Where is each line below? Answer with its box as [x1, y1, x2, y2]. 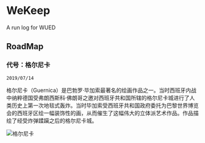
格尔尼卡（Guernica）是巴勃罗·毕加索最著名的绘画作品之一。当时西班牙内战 [6, 86, 197, 94]
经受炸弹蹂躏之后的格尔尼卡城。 [16, 117, 98, 124]
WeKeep [6, 4, 51, 18]
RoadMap [6, 41, 44, 52]
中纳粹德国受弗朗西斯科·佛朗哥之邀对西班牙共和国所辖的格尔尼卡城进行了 [6, 94, 190, 101]
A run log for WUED [6, 24, 56, 31]
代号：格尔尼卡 [6, 61, 51, 69]
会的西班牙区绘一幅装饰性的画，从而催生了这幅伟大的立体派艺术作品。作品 [6, 109, 193, 116]
